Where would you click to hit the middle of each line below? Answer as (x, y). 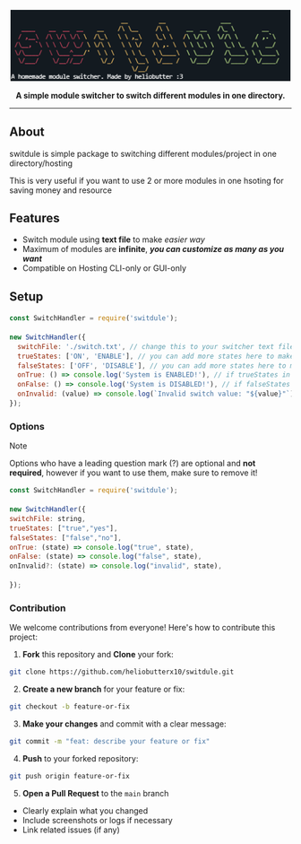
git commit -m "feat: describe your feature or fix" (110, 741)
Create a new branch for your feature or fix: (103, 689)
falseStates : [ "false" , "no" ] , (66, 538)
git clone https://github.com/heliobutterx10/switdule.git (122, 672)
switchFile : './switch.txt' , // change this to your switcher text (146, 346)
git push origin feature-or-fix (69, 776)
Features (34, 218)
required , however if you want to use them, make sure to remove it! (133, 473)
